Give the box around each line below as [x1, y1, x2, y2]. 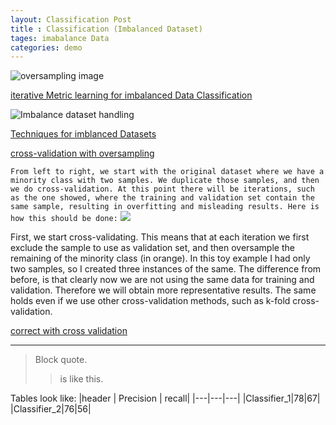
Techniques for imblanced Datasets [10, 128, 157, 140]
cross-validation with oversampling [10, 147, 155, 160]
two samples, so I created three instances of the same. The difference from [10, 263, 322, 275]
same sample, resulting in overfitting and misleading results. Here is [10, 202, 320, 212]
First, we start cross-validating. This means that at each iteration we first [10, 231, 310, 243]
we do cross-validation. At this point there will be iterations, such [10, 184, 315, 195]
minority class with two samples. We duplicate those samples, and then [10, 176, 320, 186]
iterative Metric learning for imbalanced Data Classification [10, 89, 253, 101]
